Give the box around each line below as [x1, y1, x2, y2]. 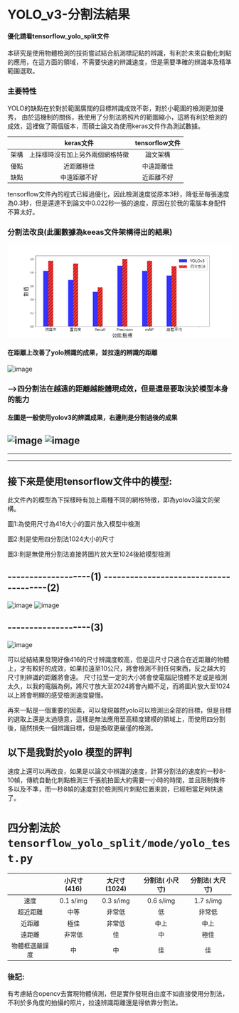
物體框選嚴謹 [11, 941, 50, 950]
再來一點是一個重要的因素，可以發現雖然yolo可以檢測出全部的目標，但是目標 [7, 705, 232, 714]
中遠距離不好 [60, 172, 98, 182]
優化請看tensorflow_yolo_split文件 [7, 31, 110, 40]
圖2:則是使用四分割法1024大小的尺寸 [7, 535, 115, 543]
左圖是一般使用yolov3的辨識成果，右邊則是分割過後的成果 [7, 414, 178, 422]
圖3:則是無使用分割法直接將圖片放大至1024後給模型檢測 [7, 550, 171, 559]
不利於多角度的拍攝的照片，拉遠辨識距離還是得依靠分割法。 [7, 998, 182, 1007]
